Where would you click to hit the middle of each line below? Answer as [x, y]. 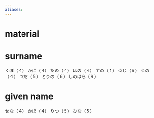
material [22, 34]
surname [24, 56]
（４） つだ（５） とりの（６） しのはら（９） [52, 76]
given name [29, 96]
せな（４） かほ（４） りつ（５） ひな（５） [50, 111]
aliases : [14, 10]
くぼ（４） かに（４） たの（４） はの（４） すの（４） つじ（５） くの [77, 70]
